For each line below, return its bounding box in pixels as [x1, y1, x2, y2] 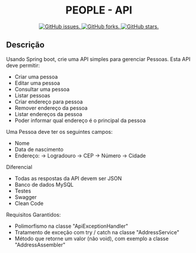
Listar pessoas [14, 92, 51, 99]
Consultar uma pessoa [14, 86, 69, 93]
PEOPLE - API [65, 4, 132, 17]
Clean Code [14, 200, 44, 207]
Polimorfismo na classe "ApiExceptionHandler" [14, 222, 128, 230]
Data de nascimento [14, 146, 64, 153]
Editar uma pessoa [14, 79, 61, 86]
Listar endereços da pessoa [14, 110, 82, 117]
